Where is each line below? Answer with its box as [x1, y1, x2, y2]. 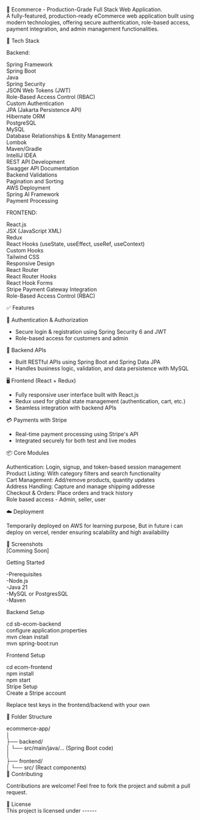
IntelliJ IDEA [6, 152, 37, 159]
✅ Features [6, 304, 35, 311]
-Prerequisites [6, 571, 42, 577]
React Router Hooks [6, 273, 57, 280]
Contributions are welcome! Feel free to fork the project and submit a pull [6, 782, 191, 789]
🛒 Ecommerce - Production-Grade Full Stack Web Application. [6, 6, 163, 13]
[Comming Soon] [6, 547, 49, 554]
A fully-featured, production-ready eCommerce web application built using [6, 12, 194, 20]
